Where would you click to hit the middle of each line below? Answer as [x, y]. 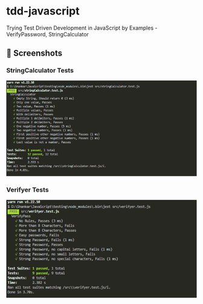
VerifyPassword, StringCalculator [48, 34]
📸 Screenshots [34, 53]
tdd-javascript [43, 11]
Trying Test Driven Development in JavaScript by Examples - [82, 28]
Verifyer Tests [28, 190]
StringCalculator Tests [40, 71]
